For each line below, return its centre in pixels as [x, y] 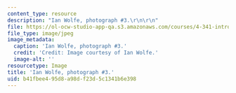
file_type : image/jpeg [40, 33]
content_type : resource [42, 14]
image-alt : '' [34, 59]
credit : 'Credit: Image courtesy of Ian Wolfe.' [86, 53]
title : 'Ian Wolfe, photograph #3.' [61, 72]
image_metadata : [31, 40]
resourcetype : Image [38, 66]
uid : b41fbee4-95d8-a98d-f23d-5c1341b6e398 [72, 79]
